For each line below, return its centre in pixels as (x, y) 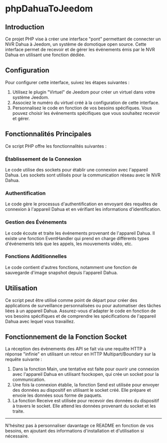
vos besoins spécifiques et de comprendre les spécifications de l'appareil (81, 316)
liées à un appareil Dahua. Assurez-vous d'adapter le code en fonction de (81, 311)
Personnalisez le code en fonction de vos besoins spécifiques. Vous (82, 108)
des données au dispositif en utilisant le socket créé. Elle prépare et (82, 390)
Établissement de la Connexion (43, 159)
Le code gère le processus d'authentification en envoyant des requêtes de (82, 204)
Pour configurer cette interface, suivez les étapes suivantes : (68, 82)
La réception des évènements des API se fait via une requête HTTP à (76, 349)
